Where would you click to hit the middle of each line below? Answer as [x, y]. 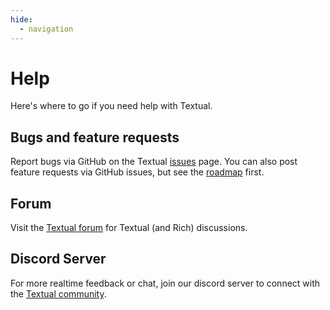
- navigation [46, 29]
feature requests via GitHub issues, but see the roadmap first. [137, 172]
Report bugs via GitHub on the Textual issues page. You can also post [154, 162]
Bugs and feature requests [95, 137]
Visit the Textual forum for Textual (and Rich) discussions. [129, 228]
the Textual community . [58, 293]
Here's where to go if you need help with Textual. [111, 106]
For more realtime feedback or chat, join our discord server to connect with [165, 283]
